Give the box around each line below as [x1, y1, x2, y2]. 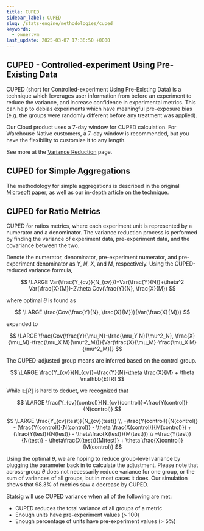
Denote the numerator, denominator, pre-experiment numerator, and [6, 254, 178, 261]
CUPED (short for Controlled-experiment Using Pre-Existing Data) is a [6, 85, 181, 93]
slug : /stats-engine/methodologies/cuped [6, 20, 113, 26]
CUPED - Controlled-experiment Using [6, 60, 155, 70]
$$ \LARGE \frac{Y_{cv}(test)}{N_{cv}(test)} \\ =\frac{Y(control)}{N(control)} [7, 417, 198, 425]
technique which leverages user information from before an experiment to [6, 92, 192, 99]
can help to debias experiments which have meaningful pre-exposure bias [6, 105, 193, 112]
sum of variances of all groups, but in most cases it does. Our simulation [6, 474, 188, 482]
